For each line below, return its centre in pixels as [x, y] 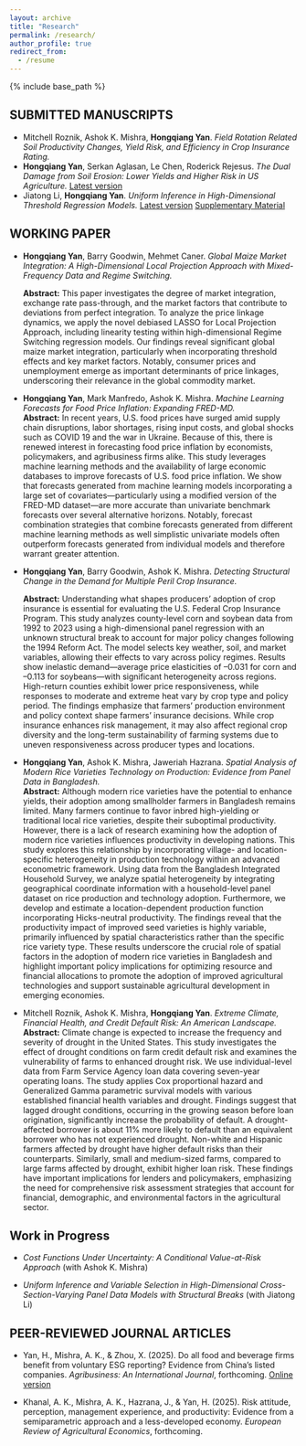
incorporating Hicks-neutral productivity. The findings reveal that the [152, 917]
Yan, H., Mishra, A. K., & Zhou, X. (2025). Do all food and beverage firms [158, 1356]
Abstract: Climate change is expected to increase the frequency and [152, 1032]
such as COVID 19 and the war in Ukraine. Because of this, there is [148, 437]
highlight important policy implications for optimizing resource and [148, 966]
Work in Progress [60, 1236]
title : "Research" [44, 27]
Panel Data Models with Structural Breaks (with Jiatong [190, 1295]
